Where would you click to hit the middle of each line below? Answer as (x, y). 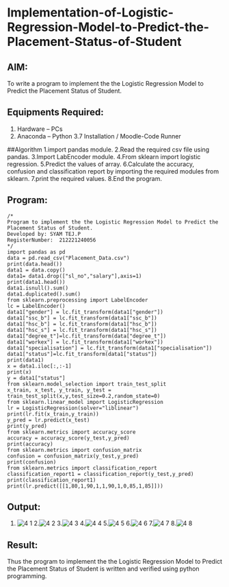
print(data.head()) (35, 264)
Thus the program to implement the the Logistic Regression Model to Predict (115, 562)
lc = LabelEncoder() (37, 306)
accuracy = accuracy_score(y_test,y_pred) (68, 438)
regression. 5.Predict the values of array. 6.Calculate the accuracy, (101, 164)
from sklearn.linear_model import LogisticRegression (85, 402)
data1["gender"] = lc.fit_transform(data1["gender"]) (85, 312)
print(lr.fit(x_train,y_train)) (53, 414)
